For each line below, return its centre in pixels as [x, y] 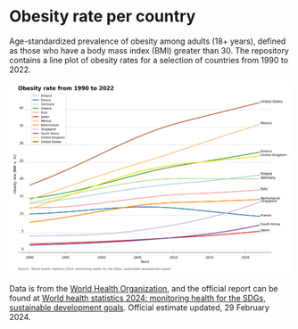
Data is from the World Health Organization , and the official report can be [144, 288]
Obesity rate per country [103, 16]
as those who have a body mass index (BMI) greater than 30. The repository [149, 50]
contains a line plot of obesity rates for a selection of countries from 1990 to [149, 60]
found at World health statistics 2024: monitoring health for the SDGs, [137, 298]
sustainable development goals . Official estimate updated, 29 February [140, 307]
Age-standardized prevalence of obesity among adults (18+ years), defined [148, 41]
